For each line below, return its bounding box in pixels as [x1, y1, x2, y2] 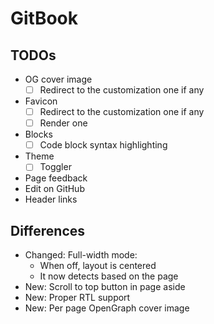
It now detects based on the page [39, 270, 179, 282]
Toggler [39, 161, 72, 173]
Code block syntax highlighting [39, 139, 168, 151]
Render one [39, 117, 88, 129]
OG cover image [24, 73, 93, 85]
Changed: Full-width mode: [24, 249, 138, 261]
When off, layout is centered [39, 260, 157, 272]
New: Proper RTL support [24, 292, 131, 304]
